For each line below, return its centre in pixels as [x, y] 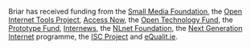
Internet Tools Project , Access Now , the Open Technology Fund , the [121, 20]
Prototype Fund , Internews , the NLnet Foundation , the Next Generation [125, 28]
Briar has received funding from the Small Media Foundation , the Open [125, 11]
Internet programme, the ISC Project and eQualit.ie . [93, 36]
